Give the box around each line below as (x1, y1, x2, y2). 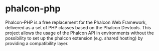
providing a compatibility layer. (5, 40, 69, 46)
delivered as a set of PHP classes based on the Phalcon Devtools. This (5, 24, 151, 30)
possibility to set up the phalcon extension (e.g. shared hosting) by (5, 35, 143, 41)
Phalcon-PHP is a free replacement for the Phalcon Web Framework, (5, 19, 147, 25)
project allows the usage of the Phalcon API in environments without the (5, 30, 154, 36)
